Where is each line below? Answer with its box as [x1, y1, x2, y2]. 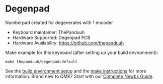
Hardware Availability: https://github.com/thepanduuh [12, 39, 124, 45]
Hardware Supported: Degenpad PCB [12, 34, 91, 40]
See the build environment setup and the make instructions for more [5, 68, 147, 74]
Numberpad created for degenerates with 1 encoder [5, 19, 113, 25]
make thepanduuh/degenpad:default [5, 59, 78, 64]
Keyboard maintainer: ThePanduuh [12, 29, 85, 35]
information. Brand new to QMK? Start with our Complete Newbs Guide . [5, 73, 154, 79]
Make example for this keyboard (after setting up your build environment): [5, 49, 158, 55]
